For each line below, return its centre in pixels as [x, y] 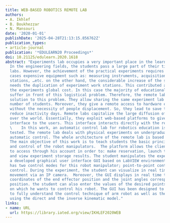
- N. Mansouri [20, 29]
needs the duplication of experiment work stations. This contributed [86, 85]
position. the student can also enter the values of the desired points [88, 184]
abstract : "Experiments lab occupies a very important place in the [79, 62]
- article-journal [25, 48]
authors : [14, 15]
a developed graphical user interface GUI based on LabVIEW [74, 161]
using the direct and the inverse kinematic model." [67, 198]
